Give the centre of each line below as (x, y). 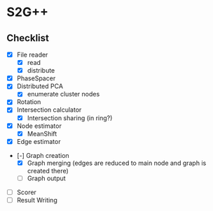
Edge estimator (39, 141)
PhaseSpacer (36, 78)
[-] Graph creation (43, 155)
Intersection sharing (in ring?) (70, 118)
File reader (32, 54)
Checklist (28, 38)
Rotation (29, 102)
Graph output (46, 178)
